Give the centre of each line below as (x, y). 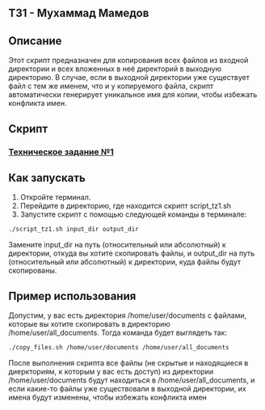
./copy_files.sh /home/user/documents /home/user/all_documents (119, 348)
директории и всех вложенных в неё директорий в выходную (115, 69)
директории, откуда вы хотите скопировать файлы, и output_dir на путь (132, 253)
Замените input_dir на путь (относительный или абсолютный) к (117, 245)
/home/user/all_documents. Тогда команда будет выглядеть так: (118, 333)
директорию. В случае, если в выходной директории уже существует (129, 78)
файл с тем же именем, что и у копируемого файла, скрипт (111, 86)
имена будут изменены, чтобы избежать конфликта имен (108, 397)
